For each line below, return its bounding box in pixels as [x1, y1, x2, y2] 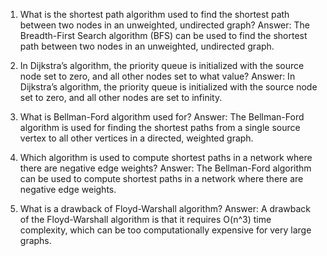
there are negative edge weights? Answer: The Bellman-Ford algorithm [19, 162, 312, 174]
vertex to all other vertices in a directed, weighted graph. [19, 132, 254, 144]
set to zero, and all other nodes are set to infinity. [19, 92, 223, 103]
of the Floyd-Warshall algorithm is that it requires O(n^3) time [19, 214, 272, 225]
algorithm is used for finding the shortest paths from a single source [19, 122, 301, 133]
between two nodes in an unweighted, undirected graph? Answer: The [19, 19, 310, 31]
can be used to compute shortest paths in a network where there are [19, 173, 304, 184]
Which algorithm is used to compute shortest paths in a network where [19, 152, 313, 163]
